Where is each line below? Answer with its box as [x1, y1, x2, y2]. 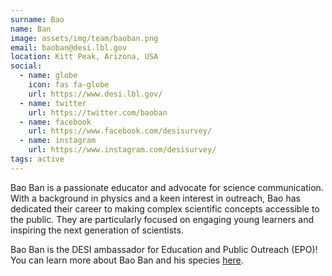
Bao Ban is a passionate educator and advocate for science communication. [10, 181, 324, 193]
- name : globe [19, 71, 78, 81]
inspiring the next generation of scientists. [10, 224, 184, 236]
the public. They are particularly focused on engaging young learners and [10, 213, 315, 225]
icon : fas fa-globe [28, 80, 110, 90]
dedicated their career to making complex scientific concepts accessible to [10, 202, 320, 215]
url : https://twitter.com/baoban [28, 107, 168, 118]
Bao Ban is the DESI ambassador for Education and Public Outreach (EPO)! [10, 243, 318, 255]
